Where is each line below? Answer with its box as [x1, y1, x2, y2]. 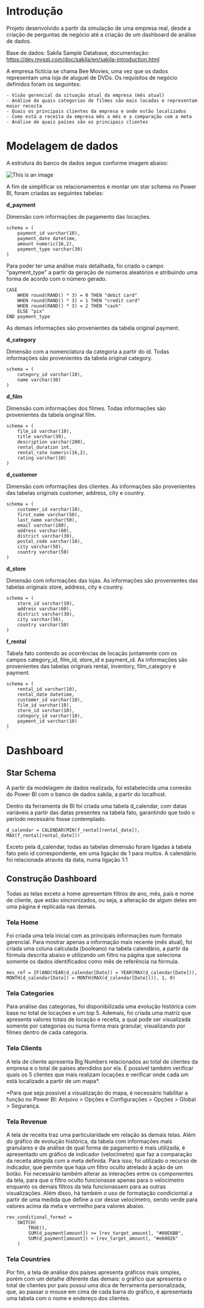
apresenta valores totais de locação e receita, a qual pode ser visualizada [6, 1016, 191, 1023]
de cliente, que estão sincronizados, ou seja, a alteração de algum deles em [6, 896, 197, 903]
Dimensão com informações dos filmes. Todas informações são [6, 404, 166, 412]
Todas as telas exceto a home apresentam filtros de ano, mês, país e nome [6, 890, 194, 897]
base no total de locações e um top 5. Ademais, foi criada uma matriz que [6, 1009, 191, 1017]
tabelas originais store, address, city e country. [6, 583, 124, 591]
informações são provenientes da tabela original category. [6, 354, 153, 361]
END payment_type [6, 313, 51, 319]
